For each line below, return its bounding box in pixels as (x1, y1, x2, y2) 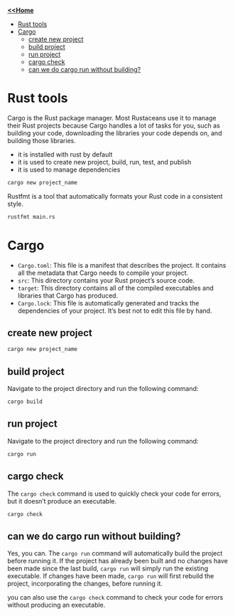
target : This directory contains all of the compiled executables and (17, 283, 214, 292)
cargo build (7, 398, 43, 405)
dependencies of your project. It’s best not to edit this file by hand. (17, 306, 212, 315)
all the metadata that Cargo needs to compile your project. (17, 268, 189, 277)
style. (7, 199, 23, 208)
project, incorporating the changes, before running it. (7, 580, 163, 588)
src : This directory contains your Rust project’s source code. (17, 276, 195, 284)
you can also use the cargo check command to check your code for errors (7, 593, 224, 602)
